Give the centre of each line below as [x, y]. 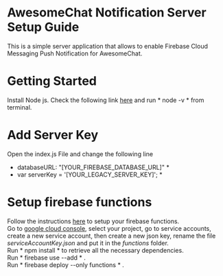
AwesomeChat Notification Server [107, 13]
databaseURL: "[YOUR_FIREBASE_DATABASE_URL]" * [93, 167]
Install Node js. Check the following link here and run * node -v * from [106, 100]
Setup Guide [43, 27]
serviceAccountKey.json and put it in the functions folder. [88, 243]
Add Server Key [53, 135]
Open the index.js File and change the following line [80, 154]
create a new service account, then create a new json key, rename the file [111, 236]
